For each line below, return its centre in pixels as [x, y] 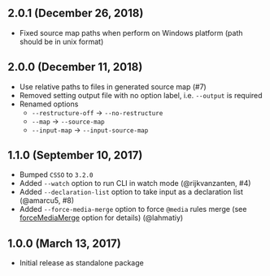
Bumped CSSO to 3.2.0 [56, 175]
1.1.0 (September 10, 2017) [75, 155]
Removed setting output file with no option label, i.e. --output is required [141, 95]
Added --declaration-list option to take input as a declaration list [131, 192]
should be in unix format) [61, 41]
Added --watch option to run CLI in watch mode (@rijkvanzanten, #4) [135, 183]
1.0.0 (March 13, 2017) [64, 243]
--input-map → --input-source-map [90, 130]
